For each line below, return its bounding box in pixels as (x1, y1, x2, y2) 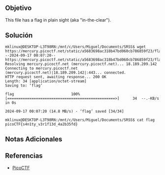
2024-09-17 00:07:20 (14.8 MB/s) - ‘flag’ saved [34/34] (5, 109, 124, 114)
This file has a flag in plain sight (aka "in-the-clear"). (5, 17, 111, 23)
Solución (5, 31, 33, 40)
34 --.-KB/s (132, 96, 160, 101)
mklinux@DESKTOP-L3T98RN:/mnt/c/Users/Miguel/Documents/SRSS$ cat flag (5, 117, 155, 122)
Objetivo (5, 4, 32, 12)
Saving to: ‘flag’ (5, 83, 43, 88)
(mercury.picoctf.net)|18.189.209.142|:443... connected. (5, 70, 126, 75)
